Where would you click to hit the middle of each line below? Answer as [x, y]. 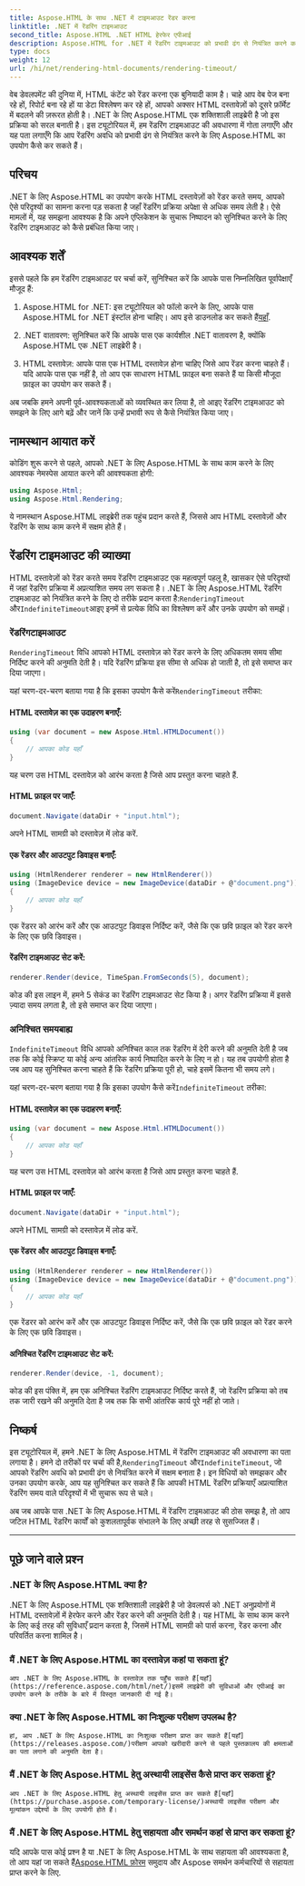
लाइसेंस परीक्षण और [253, 1801]
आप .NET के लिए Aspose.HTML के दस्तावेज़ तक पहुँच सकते [99, 1679]
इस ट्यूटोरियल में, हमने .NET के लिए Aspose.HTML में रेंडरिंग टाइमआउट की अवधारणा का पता [150, 1452]
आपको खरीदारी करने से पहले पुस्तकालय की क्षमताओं [222, 1744]
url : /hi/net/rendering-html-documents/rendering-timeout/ [123, 69]
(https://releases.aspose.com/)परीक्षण [79, 1744]
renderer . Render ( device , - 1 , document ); [87, 1373]
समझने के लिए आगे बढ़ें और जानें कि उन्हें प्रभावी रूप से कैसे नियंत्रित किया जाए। [122, 412]
